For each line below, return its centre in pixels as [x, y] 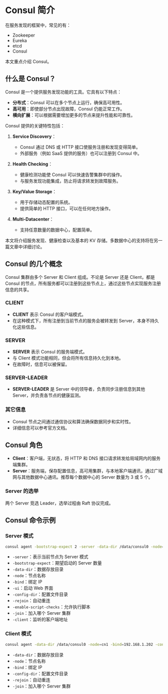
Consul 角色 [24, 445]
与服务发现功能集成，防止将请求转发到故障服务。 [70, 181]
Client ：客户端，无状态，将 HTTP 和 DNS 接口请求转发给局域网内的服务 [86, 458]
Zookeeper [24, 35]
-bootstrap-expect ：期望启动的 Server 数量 [57, 563]
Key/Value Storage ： [34, 192]
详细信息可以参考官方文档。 [41, 428]
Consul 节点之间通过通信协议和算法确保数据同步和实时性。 [73, 421]
